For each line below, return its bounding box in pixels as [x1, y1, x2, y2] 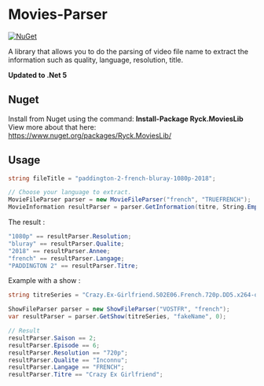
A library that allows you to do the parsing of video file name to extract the [8, 46, 249, 56]
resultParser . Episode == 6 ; [8, 341, 101, 349]
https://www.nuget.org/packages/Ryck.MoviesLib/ [8, 131, 171, 140]
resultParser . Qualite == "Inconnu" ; [8, 356, 128, 364]
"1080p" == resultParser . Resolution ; [8, 233, 132, 241]
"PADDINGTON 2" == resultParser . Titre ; [8, 262, 139, 270]
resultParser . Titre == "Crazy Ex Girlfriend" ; [8, 371, 163, 379]
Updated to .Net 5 [8, 70, 68, 79]
